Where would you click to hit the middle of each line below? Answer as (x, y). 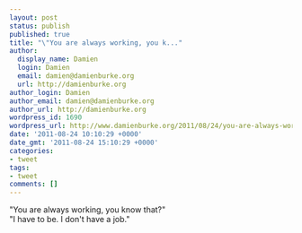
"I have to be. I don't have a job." (70, 220)
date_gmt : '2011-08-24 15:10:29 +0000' (84, 142)
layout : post (34, 17)
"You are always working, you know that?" (88, 210)
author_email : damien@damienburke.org (82, 101)
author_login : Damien (50, 92)
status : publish (40, 26)
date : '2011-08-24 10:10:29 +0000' (76, 134)
